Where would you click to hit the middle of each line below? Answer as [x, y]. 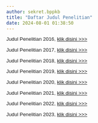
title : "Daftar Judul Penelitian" [50, 17]
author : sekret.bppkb [33, 12]
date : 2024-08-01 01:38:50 [40, 23]
